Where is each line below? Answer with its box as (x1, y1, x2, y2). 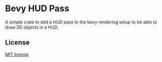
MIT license (5, 51, 29, 57)
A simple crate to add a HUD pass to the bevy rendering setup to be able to (5, 19, 157, 25)
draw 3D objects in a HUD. (5, 24, 59, 30)
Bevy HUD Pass (5, 3, 70, 14)
